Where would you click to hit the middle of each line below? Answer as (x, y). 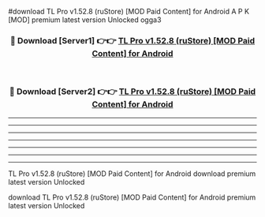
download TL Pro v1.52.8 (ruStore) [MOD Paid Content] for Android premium (132, 197)
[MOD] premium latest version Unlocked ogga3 (85, 20)
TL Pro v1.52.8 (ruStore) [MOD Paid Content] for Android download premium (132, 174)
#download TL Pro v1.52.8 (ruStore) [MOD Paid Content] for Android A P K (129, 11)
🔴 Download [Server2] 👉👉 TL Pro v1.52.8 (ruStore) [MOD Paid (132, 92)
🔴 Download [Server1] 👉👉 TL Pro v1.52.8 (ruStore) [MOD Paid (132, 40)
